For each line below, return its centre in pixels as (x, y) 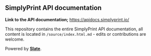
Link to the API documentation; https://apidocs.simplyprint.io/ (67, 19)
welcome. (15, 39)
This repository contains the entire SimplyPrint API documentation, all (74, 29)
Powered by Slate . (23, 48)
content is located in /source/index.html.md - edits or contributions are (75, 34)
